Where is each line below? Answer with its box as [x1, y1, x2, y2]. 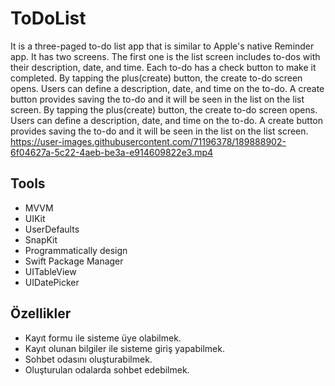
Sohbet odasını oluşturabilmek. [24, 353, 153, 365]
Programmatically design [24, 244, 128, 256]
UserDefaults [24, 223, 80, 235]
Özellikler [10, 305, 72, 322]
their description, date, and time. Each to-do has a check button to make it [10, 61, 317, 73]
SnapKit [24, 233, 58, 246]
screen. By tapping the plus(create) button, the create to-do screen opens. [10, 103, 318, 116]
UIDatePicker [24, 276, 80, 288]
